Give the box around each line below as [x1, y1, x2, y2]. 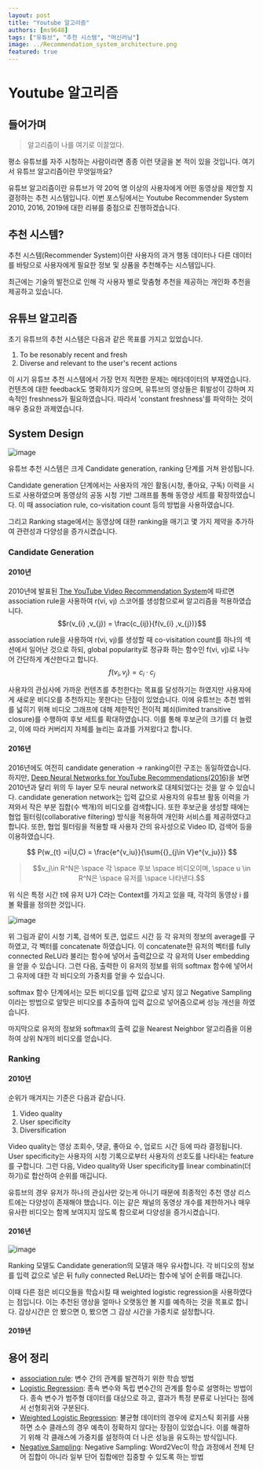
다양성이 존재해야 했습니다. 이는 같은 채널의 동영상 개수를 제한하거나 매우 [28, 1197, 251, 1207]
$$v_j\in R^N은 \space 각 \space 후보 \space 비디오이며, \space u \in [32, 863, 251, 873]
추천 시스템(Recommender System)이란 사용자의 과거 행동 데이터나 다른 [8, 250, 232, 260]
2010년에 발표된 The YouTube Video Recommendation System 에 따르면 [8, 586, 235, 596]
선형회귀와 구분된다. [27, 1403, 89, 1412]
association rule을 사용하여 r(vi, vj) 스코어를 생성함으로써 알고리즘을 [8, 596, 218, 605]
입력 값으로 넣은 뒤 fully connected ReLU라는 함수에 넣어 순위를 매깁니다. [16, 1270, 243, 1280]
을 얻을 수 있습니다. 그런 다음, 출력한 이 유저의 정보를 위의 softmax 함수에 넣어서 [8, 960, 254, 970]
